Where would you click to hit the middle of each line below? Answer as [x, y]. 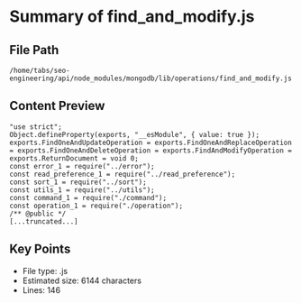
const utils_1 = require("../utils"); [82, 190]
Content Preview [57, 106]
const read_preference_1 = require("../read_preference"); [123, 174]
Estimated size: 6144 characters [82, 280]
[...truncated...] [44, 221]
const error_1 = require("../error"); [82, 166]
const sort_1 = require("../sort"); [78, 182]
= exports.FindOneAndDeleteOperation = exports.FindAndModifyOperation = [151, 151]
